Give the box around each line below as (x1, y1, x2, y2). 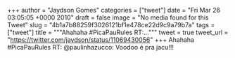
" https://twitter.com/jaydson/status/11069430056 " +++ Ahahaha (7, 36, 195, 44)
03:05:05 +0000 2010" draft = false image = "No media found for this (7, 13, 209, 22)
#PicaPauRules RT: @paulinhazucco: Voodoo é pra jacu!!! (7, 43, 174, 51)
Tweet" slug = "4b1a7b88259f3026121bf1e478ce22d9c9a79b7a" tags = (7, 21, 215, 29)
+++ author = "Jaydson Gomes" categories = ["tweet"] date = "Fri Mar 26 (7, 6, 221, 14)
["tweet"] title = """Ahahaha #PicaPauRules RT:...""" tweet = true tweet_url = (7, 28, 229, 36)
